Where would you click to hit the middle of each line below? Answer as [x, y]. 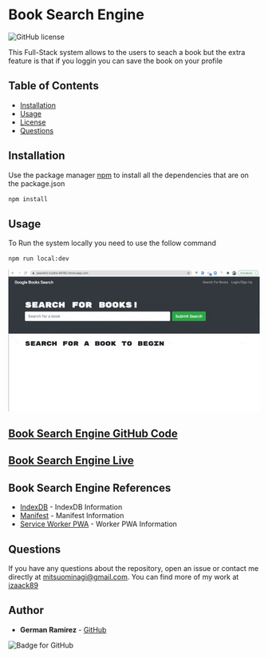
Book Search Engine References [90, 488]
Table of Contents [54, 86]
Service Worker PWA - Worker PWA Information [99, 524]
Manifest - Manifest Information [72, 516]
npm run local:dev [39, 259]
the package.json [37, 183]
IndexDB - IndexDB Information [71, 507]
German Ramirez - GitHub [63, 629]
